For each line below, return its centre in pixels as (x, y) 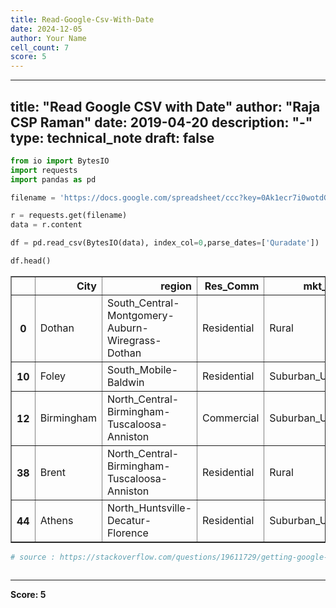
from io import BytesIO (60, 161)
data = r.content (46, 225)
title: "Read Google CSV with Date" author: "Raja (165, 106)
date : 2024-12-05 (46, 29)
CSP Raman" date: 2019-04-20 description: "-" (161, 122)
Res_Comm (232, 286)
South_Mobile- (142, 369)
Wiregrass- (134, 340)
